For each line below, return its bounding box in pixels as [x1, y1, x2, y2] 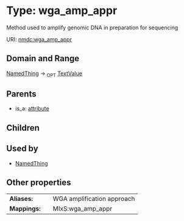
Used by [6, 143, 38, 154]
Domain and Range [6, 53, 80, 64]
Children [6, 123, 40, 133]
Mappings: [9, 205, 41, 213]
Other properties [6, 177, 71, 187]
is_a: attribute [15, 105, 50, 112]
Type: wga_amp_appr [6, 4, 118, 18]
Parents [6, 89, 37, 99]
